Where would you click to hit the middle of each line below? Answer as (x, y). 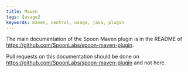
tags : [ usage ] (23, 17)
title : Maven (22, 11)
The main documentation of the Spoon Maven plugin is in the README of (94, 39)
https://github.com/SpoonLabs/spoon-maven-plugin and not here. (86, 63)
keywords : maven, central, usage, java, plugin (65, 22)
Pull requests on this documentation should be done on (73, 57)
